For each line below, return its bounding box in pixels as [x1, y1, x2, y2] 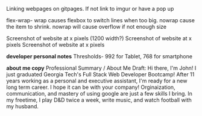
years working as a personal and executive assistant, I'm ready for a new [6, 78, 188, 84]
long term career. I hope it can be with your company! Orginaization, [6, 84, 176, 91]
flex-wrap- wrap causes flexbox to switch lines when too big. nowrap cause [6, 17, 195, 23]
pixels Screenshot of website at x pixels [6, 41, 105, 48]
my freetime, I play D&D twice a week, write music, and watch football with [6, 96, 192, 103]
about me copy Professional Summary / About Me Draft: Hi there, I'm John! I [6, 64, 197, 72]
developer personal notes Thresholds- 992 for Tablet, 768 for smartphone [6, 53, 193, 60]
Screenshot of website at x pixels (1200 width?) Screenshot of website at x [6, 35, 192, 41]
